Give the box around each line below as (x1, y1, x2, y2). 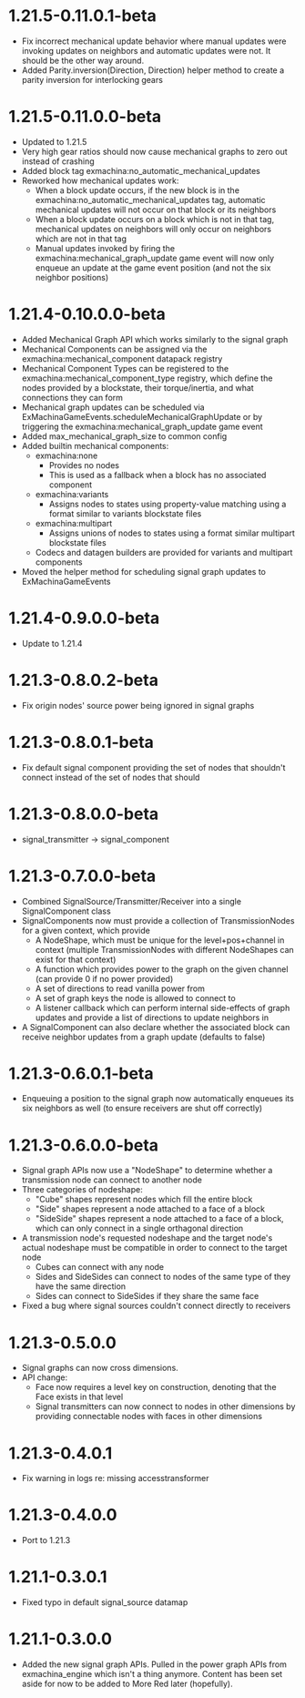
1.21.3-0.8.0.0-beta (8, 803, 159, 824)
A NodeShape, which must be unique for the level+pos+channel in (35, 935, 285, 946)
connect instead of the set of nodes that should (21, 772, 200, 783)
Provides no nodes (48, 459, 120, 470)
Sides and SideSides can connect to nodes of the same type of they (35, 1272, 291, 1283)
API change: (21, 1372, 68, 1383)
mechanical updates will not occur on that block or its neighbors (35, 204, 277, 215)
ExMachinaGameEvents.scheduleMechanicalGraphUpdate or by (21, 411, 263, 422)
